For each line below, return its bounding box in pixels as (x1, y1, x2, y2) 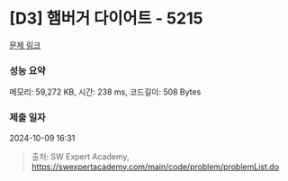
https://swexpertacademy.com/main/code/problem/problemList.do (31, 161, 280, 172)
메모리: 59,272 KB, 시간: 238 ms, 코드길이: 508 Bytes (9, 86, 202, 97)
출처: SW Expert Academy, (31, 150, 130, 162)
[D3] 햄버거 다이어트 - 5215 (9, 8, 203, 29)
